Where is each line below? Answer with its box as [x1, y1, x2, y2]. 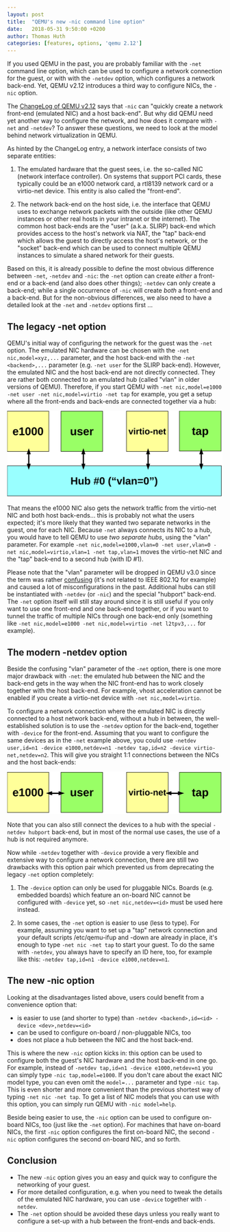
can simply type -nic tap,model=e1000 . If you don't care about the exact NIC [7, 1070, 222, 1079]
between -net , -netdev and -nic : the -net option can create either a [7, 271, 197, 280]
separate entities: [7, 152, 56, 160]
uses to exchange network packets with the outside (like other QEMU [16, 208, 213, 216]
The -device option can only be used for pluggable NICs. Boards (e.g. [16, 883, 214, 891]
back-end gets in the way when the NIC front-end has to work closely [7, 679, 204, 688]
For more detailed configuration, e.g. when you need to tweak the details [16, 1187, 222, 1196]
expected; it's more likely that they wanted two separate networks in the [7, 518, 211, 527]
